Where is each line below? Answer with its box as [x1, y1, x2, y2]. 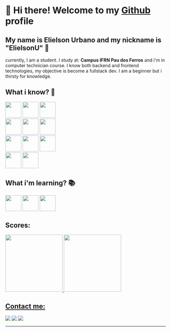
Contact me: [5, 302, 46, 311]
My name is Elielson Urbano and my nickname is [5, 36, 162, 44]
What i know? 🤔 [5, 88, 55, 97]
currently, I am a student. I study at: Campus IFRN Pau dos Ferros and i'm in [5, 57, 165, 63]
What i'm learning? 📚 [5, 179, 75, 188]
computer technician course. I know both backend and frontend [5, 63, 139, 68]
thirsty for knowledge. [5, 73, 52, 79]
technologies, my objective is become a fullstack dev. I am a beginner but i [5, 68, 162, 74]
